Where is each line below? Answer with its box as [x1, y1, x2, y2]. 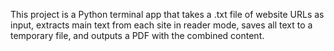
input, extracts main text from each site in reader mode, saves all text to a [10, 19, 313, 31]
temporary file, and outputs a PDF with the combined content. [10, 30, 265, 41]
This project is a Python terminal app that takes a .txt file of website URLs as [10, 9, 325, 20]
